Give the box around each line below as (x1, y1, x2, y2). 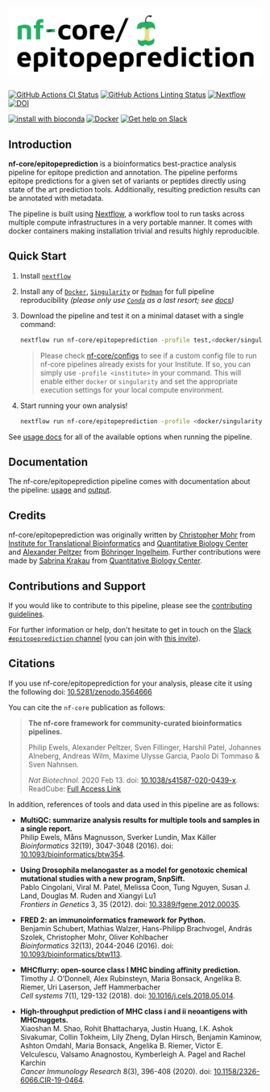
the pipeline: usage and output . (8, 485, 112, 495)
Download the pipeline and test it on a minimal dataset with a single (19, 310, 244, 321)
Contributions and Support (8, 579, 147, 593)
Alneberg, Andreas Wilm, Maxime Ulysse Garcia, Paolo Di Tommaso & (27, 750, 260, 761)
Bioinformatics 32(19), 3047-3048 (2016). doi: (19, 841, 174, 850)
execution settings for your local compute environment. (39, 384, 224, 394)
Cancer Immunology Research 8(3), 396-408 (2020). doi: (19, 1066, 212, 1076)
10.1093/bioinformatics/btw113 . (19, 949, 123, 959)
